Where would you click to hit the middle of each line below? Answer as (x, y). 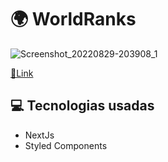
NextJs (39, 135)
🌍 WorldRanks (73, 19)
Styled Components (66, 145)
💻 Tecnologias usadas (82, 106)
